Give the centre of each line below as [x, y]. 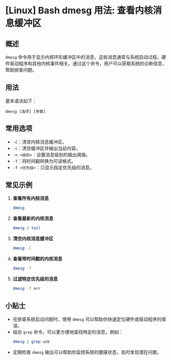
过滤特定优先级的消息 [35, 279]
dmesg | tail [27, 228]
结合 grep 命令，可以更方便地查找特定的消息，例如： [68, 332]
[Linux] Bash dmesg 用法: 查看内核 [79, 10]
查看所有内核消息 [31, 198]
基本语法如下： [21, 101]
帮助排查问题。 [21, 70]
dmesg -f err [27, 288]
